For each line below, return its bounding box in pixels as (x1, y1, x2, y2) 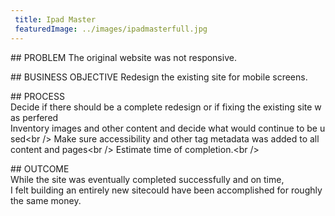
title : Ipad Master (14, 14, 97, 25)
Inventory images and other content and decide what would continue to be (10, 122, 318, 134)
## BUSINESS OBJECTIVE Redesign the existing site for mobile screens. (10, 71, 308, 83)
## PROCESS (10, 90, 65, 102)
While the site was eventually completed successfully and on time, (10, 173, 285, 185)
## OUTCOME (10, 162, 70, 175)
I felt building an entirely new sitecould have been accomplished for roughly (10, 184, 323, 196)
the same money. (10, 194, 82, 206)
